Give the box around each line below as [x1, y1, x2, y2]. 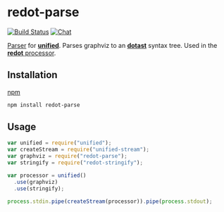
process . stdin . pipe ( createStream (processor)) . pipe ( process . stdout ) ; [7, 198, 213, 205]
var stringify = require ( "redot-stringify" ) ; [7, 159, 143, 166]
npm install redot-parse [7, 101, 80, 108]
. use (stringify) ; [13, 185, 65, 192]
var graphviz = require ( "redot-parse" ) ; [7, 153, 128, 160]
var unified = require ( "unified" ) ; [7, 139, 112, 146]
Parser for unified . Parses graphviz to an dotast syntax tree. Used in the [7, 41, 218, 49]
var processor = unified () [7, 172, 87, 179]
